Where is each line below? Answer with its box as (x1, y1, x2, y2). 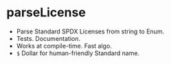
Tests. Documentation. (16, 34, 80, 42)
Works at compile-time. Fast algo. (16, 42, 113, 50)
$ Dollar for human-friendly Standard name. (16, 49, 140, 57)
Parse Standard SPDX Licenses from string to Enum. (16, 27, 165, 35)
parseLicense (6, 5, 87, 20)
